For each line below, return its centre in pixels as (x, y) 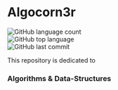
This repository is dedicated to (52, 60)
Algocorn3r (41, 12)
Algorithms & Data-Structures (59, 78)
